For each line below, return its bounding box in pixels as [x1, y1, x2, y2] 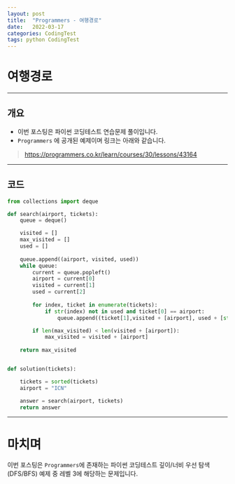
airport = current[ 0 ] [32, 275, 96, 283]
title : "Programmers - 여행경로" [7, 17, 102, 24]
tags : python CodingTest [7, 36, 80, 43]
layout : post [7, 10, 45, 18]
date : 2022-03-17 [7, 23, 64, 30]
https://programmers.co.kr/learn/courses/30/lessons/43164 [24, 150, 197, 159]
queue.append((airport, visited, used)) [20, 255, 139, 263]
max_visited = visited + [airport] [44, 334, 149, 341]
